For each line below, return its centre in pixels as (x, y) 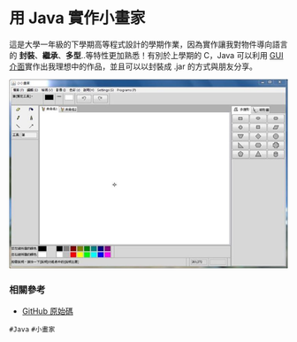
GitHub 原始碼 (47, 311)
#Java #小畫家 (32, 329)
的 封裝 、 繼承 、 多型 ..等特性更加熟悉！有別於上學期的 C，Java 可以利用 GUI (146, 55)
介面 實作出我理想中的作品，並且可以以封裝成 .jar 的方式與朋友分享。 (133, 66)
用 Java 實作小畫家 (77, 18)
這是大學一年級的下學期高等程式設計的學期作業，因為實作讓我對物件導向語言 (148, 44)
